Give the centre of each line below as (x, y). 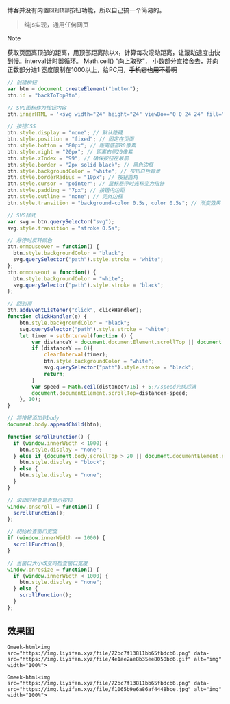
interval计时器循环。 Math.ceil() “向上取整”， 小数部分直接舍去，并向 (122, 61)
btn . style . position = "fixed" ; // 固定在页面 (71, 139)
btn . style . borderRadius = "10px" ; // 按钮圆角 (73, 178)
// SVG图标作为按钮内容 (37, 108)
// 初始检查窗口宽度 (32, 532)
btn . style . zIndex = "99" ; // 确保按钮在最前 (68, 158)
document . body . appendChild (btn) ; (55, 424)
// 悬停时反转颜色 (30, 241)
